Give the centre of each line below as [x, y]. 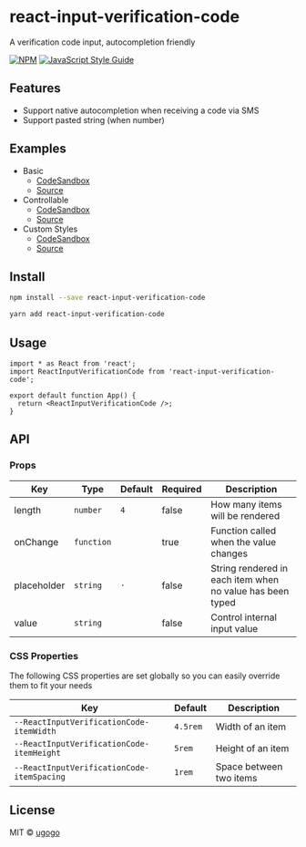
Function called [244, 531]
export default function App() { [73, 395]
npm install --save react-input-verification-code [107, 298]
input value [235, 628]
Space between [249, 766]
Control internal [244, 617]
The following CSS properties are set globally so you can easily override [145, 676]
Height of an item [252, 748]
